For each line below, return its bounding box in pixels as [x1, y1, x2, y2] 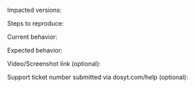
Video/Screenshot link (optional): [7, 60, 102, 68]
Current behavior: [7, 33, 57, 41]
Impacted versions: [7, 6, 62, 14]
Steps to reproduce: [7, 19, 64, 27]
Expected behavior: [7, 46, 63, 54]
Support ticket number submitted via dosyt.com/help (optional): [7, 73, 189, 81]
